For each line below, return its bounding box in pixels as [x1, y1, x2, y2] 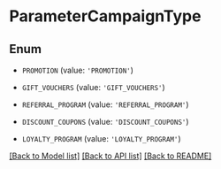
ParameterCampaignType [9, 6, 202, 27]
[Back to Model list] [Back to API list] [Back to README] [9, 150, 212, 161]
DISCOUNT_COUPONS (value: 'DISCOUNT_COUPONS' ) [21, 117, 189, 127]
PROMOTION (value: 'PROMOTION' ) [21, 65, 134, 75]
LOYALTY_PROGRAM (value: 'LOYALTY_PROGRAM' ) [21, 134, 181, 143]
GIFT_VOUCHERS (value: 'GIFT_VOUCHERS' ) [21, 82, 165, 92]
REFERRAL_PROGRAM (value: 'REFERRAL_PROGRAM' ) [21, 99, 189, 110]
